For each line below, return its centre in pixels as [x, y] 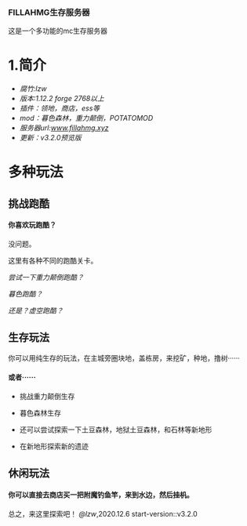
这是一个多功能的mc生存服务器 [58, 31]
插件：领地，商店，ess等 [60, 108]
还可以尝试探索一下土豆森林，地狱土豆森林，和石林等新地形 [116, 430]
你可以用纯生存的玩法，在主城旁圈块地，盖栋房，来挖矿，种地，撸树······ [124, 357]
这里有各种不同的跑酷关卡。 [53, 261]
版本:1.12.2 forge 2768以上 [62, 99]
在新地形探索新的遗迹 [54, 446]
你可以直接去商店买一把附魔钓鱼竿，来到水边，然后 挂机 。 [101, 495]
